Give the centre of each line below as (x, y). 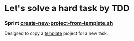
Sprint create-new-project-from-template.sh (59, 23)
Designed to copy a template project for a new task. (56, 33)
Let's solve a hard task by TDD (67, 8)
